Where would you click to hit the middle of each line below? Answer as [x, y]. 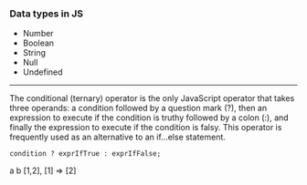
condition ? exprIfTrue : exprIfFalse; [85, 154]
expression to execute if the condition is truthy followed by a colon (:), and [149, 118]
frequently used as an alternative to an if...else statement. [118, 137]
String [34, 53]
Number [38, 34]
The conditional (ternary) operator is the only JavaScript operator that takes [152, 98]
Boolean [38, 43]
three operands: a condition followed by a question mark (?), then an [138, 108]
